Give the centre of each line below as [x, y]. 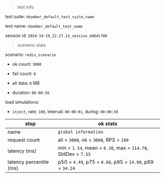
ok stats [108, 124]
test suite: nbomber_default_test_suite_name [50, 16]
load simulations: [22, 102]
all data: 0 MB [26, 83]
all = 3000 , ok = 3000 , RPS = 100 [94, 140]
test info [26, 7]
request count [24, 140]
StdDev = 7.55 [74, 154]
